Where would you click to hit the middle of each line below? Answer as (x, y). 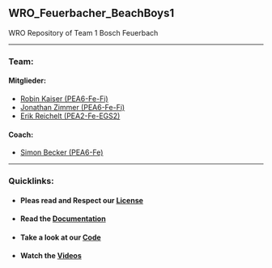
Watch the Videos (51, 256)
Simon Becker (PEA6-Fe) (62, 152)
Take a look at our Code (60, 237)
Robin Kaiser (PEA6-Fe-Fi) (64, 98)
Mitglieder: (28, 81)
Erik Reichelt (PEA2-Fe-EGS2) (70, 116)
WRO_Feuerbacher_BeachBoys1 (91, 13)
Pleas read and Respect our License (82, 200)
